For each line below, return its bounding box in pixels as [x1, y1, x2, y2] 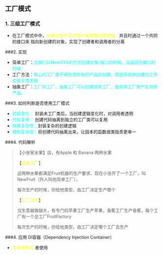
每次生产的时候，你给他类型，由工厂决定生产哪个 [17, 187, 116, 193]
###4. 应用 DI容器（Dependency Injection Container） [5, 234, 115, 240]
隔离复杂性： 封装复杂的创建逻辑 [12, 122, 77, 128]
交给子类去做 [12, 78, 38, 83]
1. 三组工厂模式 [5, 20, 41, 27]
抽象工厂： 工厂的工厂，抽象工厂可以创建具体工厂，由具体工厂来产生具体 [12, 83, 158, 89]
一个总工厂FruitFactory [25, 214, 72, 219]
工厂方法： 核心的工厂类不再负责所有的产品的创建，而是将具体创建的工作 [12, 71, 158, 77]
